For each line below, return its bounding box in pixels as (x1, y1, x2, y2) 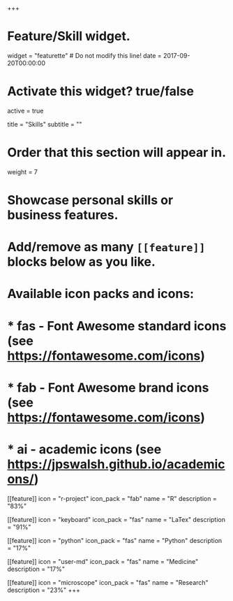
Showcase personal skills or (7, 192, 174, 208)
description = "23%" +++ (7, 586, 80, 594)
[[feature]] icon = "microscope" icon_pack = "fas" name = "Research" (7, 578, 209, 586)
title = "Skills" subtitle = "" (7, 120, 82, 128)
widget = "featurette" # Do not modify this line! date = (7, 51, 162, 59)
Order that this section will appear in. (7, 145, 227, 161)
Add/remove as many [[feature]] (7, 239, 206, 255)
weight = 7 (7, 167, 38, 176)
